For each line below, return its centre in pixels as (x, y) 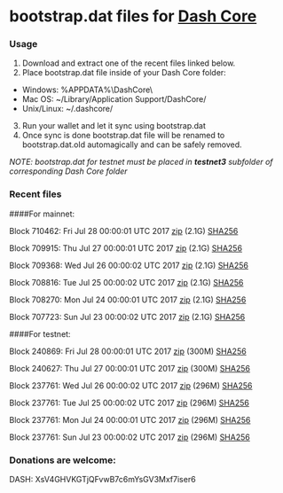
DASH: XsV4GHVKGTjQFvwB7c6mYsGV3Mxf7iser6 (103, 480)
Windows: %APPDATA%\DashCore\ (87, 90)
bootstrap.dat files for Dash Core (133, 16)
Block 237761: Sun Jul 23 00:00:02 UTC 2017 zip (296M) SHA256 (130, 437)
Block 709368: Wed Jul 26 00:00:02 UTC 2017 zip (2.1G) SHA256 (129, 265)
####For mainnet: (42, 214)
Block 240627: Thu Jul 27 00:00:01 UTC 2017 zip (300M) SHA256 (130, 368)
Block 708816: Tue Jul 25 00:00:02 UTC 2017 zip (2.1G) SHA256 (126, 282)
